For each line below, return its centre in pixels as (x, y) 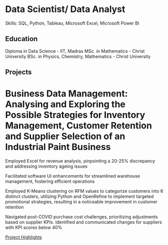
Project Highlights (24, 237)
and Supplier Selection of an (65, 136)
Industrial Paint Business (58, 147)
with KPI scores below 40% (34, 227)
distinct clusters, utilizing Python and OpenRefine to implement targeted (79, 196)
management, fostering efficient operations (50, 181)
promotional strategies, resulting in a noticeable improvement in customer (81, 202)
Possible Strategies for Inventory (75, 115)
